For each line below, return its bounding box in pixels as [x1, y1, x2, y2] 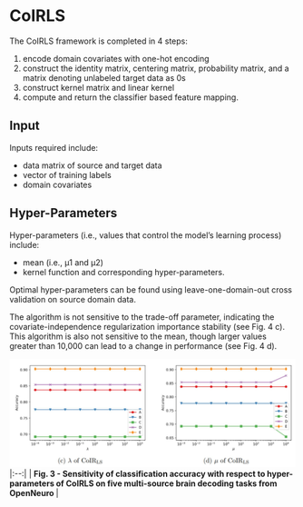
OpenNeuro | [9, 488, 59, 499]
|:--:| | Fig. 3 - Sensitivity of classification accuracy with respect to [9, 469, 266, 480]
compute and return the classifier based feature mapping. [22, 92, 239, 103]
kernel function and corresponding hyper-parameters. [22, 266, 225, 277]
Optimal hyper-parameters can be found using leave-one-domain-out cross [9, 283, 293, 295]
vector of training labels [22, 169, 112, 180]
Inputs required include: [9, 142, 98, 153]
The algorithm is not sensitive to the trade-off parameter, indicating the [9, 311, 275, 323]
